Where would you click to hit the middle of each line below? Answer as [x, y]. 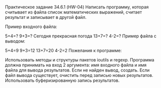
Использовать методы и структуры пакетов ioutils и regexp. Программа [80, 60]
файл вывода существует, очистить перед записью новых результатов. [79, 75]
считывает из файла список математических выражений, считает [73, 12]
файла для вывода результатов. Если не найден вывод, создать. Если [77, 70]
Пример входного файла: [31, 27]
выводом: [15, 41]
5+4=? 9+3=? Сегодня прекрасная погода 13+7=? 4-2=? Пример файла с [81, 36]
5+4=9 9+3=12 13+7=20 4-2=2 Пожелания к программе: [64, 51]
